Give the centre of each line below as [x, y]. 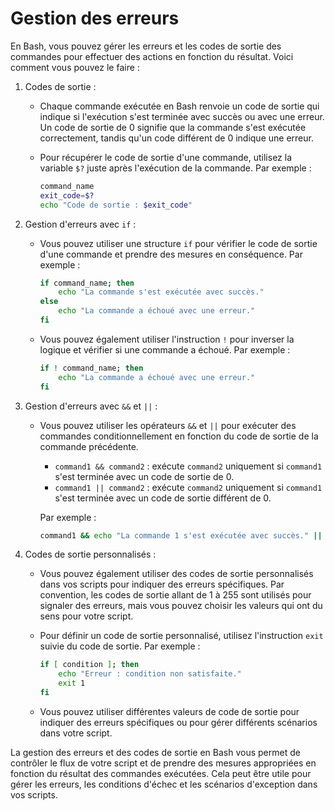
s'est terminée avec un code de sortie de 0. [144, 476]
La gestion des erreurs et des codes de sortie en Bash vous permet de [155, 752]
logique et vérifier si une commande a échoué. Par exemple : [165, 349]
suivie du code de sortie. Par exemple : [120, 646]
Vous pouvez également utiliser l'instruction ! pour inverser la [167, 339]
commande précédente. [89, 446]
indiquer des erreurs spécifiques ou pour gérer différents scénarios [178, 722]
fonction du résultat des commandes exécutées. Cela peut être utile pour [161, 773]
